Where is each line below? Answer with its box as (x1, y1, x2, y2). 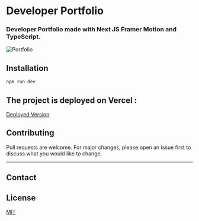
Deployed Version (6, 110, 50, 118)
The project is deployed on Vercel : (6, 95, 137, 105)
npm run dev (6, 79, 36, 85)
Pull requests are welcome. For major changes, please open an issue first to (6, 144, 191, 151)
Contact (6, 173, 37, 183)
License (6, 193, 36, 203)
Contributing (6, 128, 54, 138)
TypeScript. (6, 32, 41, 41)
